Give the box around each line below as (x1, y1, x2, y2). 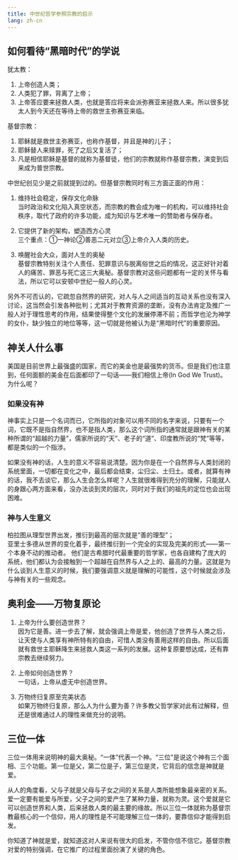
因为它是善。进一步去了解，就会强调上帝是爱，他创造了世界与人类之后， (17, 627, 229, 635)
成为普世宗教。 (23, 164, 68, 172)
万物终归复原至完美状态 (17, 693, 86, 701)
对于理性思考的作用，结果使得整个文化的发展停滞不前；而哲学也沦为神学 (19, 310, 231, 319)
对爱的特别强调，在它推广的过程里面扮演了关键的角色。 (7, 845, 169, 854)
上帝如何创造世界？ (17, 668, 74, 677)
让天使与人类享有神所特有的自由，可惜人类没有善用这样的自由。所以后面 (17, 636, 229, 644)
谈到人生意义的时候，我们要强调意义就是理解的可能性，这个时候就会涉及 (19, 566, 231, 575)
